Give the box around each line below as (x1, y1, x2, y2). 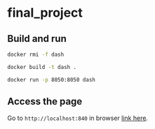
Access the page (7, 96, 83, 107)
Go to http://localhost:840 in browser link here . (7, 114, 149, 123)
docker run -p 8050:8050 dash (7, 76, 96, 83)
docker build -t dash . (7, 63, 77, 70)
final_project (7, 5, 83, 21)
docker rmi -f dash (7, 51, 65, 58)
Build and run (7, 33, 67, 45)
